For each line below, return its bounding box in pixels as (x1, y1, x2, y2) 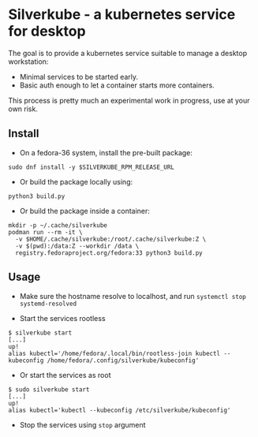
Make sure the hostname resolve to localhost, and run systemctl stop (19, 291, 247, 301)
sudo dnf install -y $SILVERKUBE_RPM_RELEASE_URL (8, 163, 175, 171)
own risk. (8, 104, 38, 114)
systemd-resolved (19, 300, 77, 308)
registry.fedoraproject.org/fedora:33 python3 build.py (15, 248, 203, 257)
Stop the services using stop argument (19, 420, 146, 429)
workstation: (8, 57, 49, 66)
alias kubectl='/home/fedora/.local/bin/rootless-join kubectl (8, 349, 221, 357)
